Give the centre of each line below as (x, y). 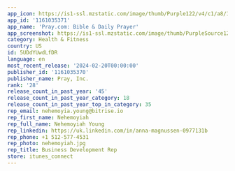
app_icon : (22, 14)
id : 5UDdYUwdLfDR (33, 53)
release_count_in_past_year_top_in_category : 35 (79, 105)
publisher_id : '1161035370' (48, 72)
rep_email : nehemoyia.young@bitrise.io (65, 111)
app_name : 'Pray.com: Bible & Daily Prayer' (73, 27)
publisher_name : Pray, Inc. (48, 79)
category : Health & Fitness (48, 40)
